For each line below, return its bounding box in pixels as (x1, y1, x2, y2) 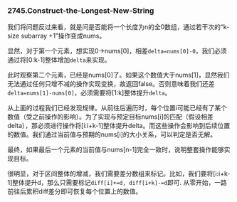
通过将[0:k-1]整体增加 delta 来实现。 (7, 55, 112, 64)
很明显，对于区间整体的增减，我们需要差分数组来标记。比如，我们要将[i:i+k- (7, 169, 231, 178)
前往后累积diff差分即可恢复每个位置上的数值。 (7, 187, 142, 196)
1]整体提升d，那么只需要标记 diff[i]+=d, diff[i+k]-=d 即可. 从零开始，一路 (7, 179, 228, 187)
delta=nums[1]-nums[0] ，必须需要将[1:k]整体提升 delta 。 (7, 88, 172, 97)
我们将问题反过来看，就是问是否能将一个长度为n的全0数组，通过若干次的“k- (7, 23, 230, 31)
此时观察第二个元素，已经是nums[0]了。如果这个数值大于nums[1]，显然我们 (7, 70, 230, 80)
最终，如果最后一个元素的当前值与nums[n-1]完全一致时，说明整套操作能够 (7, 145, 224, 154)
